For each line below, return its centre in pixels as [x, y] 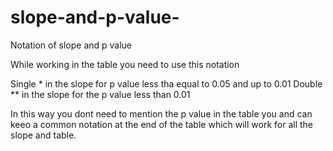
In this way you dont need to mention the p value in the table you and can [161, 113]
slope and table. [43, 135]
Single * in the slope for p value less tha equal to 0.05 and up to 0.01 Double [166, 83]
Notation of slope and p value [71, 45]
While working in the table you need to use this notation [125, 64]
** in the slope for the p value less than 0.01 [100, 94]
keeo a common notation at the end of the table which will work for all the [162, 124]
